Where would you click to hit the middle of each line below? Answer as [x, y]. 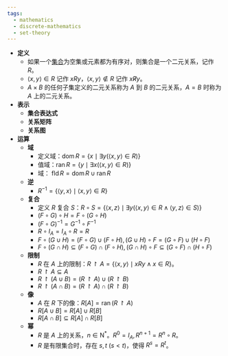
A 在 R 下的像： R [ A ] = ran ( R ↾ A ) [85, 303]
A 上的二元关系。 [52, 96]
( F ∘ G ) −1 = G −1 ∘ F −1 [67, 223]
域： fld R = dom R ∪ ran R [74, 173]
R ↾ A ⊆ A [53, 271]
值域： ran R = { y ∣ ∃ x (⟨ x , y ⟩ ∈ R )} [84, 165]
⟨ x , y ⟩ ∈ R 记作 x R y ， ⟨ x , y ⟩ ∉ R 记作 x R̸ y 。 [87, 79]
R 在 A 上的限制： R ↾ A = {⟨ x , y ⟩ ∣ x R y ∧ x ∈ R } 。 [108, 264]
